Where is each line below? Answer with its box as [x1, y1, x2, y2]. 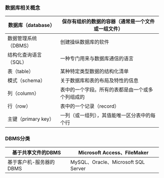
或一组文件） [93, 25, 123, 32]
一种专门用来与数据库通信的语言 [60, 55, 134, 62]
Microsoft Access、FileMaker [78, 149, 149, 156]
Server [70, 165, 86, 172]
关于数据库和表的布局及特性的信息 [60, 77, 139, 84]
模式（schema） [7, 77, 45, 84]
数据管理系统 [7, 35, 38, 42]
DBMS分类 [5, 135, 30, 142]
